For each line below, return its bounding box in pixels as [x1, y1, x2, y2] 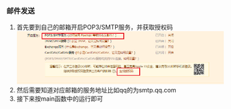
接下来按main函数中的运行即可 [16, 95, 103, 103]
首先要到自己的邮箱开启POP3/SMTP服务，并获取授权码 [16, 23, 173, 32]
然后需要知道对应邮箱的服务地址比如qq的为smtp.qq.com [16, 86, 177, 94]
